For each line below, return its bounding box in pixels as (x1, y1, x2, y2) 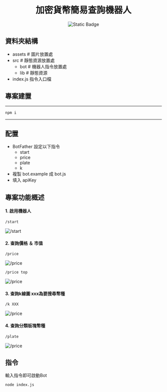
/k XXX (5, 302, 19, 307)
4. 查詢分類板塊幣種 (5, 322, 46, 328)
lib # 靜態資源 (19, 70, 48, 76)
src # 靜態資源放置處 (12, 57, 55, 63)
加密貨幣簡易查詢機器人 (35, 4, 132, 16)
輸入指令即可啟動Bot (5, 373, 47, 379)
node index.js (5, 383, 35, 388)
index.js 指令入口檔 (12, 76, 52, 82)
